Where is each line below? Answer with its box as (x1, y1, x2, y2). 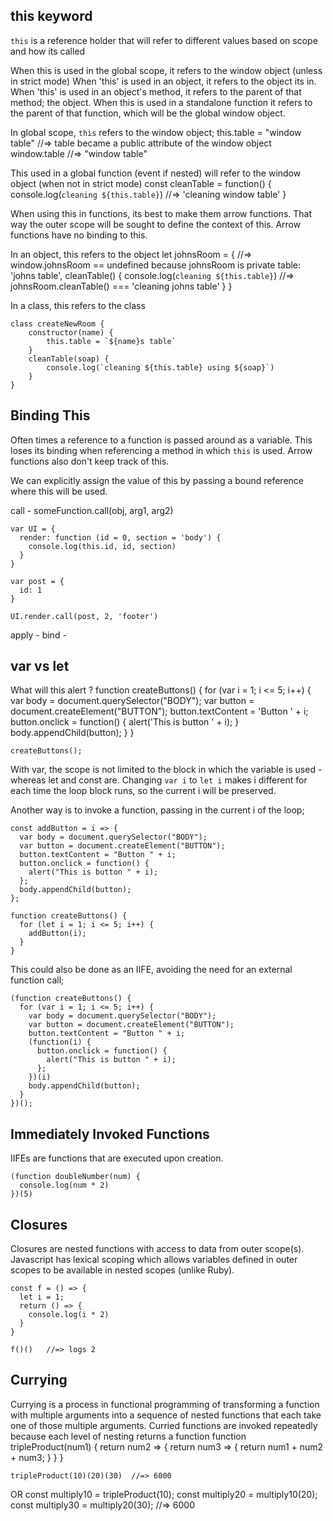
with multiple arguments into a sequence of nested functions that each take (10, 1409, 322, 1421)
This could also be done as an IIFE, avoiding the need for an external (10, 964, 293, 976)
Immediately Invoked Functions (10, 1125, 210, 1143)
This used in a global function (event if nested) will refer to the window (10, 167, 302, 179)
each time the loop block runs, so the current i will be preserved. (10, 785, 277, 797)
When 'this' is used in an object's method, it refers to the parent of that (10, 85, 302, 98)
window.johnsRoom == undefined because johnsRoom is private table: (10, 259, 302, 271)
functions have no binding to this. (10, 229, 148, 241)
